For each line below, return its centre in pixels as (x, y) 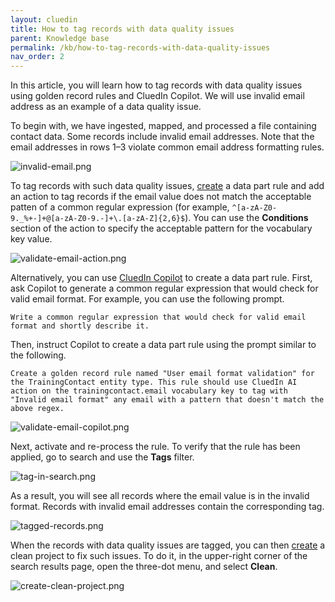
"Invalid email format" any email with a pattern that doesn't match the (167, 400)
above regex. (37, 409)
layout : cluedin (44, 19)
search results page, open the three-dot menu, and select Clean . (144, 567)
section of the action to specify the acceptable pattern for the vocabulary (161, 228)
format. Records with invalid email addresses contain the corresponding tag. (167, 507)
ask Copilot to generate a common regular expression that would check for (164, 288)
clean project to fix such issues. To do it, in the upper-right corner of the (159, 556)
